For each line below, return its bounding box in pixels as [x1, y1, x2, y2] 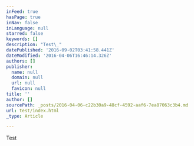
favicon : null [11, 86, 46, 92]
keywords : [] [6, 36, 38, 42]
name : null [11, 69, 38, 75]
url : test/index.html [6, 108, 60, 113]
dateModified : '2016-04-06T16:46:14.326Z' [6, 53, 112, 59]
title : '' [6, 91, 31, 97]
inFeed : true [6, 8, 38, 15]
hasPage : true [6, 14, 41, 20]
